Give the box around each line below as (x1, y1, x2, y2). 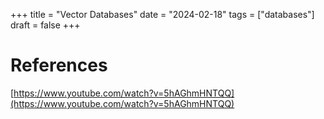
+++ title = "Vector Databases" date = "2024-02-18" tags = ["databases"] (10, 9, 315, 20)
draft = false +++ (10, 19, 81, 31)
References (10, 54, 108, 77)
